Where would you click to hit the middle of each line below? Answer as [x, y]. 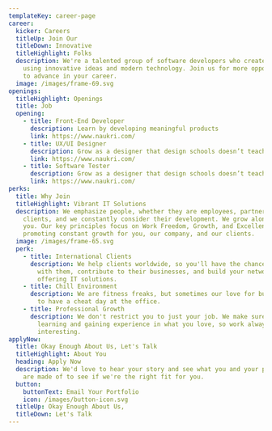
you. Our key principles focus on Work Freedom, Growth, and [128, 226]
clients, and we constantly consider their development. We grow [136, 219]
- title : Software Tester [67, 167]
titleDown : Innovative [54, 46]
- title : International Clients [77, 256]
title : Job [34, 106]
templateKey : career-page [52, 16]
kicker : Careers [43, 31]
